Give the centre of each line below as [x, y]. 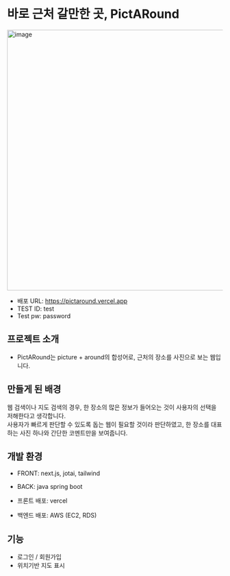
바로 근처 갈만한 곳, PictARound [93, 14]
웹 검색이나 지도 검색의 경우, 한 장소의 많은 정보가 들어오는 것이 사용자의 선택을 [112, 407]
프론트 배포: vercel [42, 501]
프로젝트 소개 [33, 339]
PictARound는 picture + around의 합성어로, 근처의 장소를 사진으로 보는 [113, 357]
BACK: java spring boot [50, 487]
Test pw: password [44, 315]
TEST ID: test [36, 309]
